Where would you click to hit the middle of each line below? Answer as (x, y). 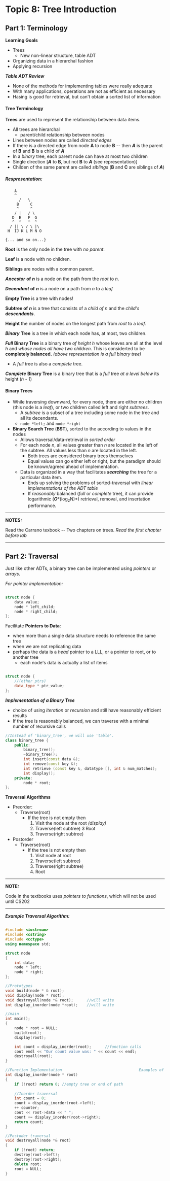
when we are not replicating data (47, 647)
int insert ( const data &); (52, 759)
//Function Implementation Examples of (85, 1070)
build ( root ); (28, 1033)
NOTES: (14, 520)
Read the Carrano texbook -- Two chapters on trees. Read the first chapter (83, 530)
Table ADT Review (25, 76)
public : (22, 745)
